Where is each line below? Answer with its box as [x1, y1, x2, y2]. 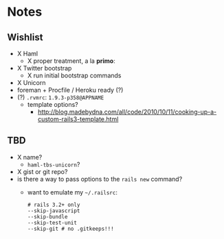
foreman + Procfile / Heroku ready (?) [16, 86, 124, 94]
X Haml [16, 49, 38, 58]
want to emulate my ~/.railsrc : [27, 188, 118, 196]
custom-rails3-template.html [37, 115, 119, 123]
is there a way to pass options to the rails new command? [16, 175, 183, 183]
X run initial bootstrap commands [27, 71, 122, 79]
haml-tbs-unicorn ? [27, 160, 80, 168]
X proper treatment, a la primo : [27, 57, 115, 65]
